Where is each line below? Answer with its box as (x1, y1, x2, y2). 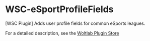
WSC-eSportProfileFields (5, 4, 114, 15)
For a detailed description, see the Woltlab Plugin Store (5, 30, 119, 36)
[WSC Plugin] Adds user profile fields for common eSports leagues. (5, 20, 145, 26)
